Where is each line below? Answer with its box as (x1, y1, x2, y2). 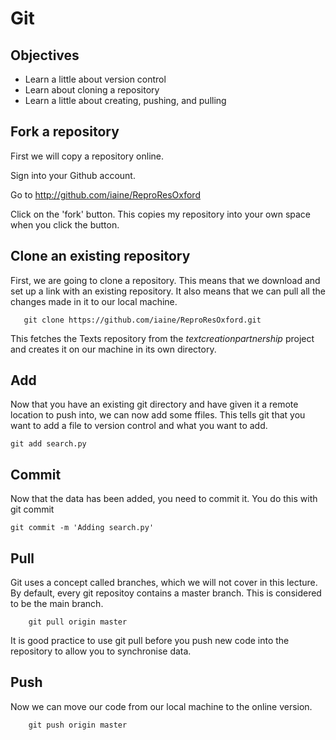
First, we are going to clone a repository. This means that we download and (10, 274, 321, 286)
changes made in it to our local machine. (10, 295, 178, 307)
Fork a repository (10, 123, 120, 141)
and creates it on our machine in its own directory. (10, 343, 217, 355)
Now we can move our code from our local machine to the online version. (10, 700, 313, 712)
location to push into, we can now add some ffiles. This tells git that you (10, 409, 306, 421)
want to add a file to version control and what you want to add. (10, 420, 268, 432)
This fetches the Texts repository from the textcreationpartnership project (10, 332, 315, 344)
